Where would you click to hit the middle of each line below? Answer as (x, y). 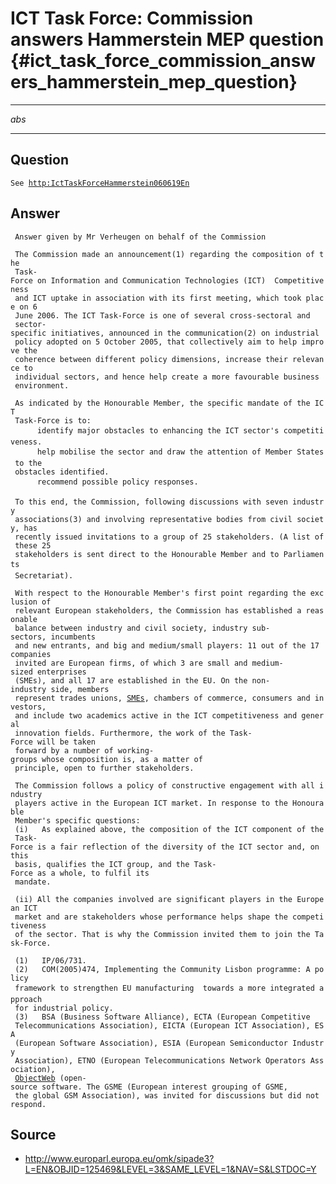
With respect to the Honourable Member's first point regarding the (160, 593)
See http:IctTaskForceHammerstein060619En (100, 183)
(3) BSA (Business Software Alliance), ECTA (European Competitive (162, 1017)
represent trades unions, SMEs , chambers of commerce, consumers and (162, 698)
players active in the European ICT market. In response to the (151, 803)
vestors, (28, 707)
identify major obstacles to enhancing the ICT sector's (158, 430)
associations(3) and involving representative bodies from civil (153, 519)
